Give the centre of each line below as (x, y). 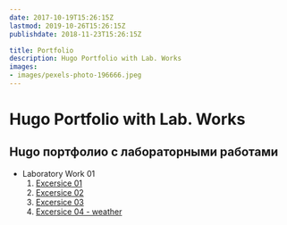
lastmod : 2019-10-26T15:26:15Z (68, 26)
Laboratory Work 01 (59, 173)
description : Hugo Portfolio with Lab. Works (95, 59)
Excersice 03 (60, 202)
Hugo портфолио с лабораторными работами (144, 152)
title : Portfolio (42, 50)
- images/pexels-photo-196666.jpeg (76, 75)
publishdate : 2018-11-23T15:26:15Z (76, 34)
